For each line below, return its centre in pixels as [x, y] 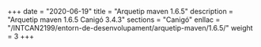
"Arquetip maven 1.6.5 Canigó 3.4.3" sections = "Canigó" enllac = [114, 20]
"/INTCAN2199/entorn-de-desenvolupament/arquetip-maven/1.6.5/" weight [130, 28]
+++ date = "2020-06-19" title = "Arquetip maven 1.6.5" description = [121, 11]
